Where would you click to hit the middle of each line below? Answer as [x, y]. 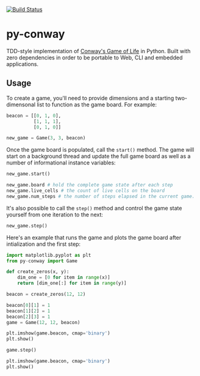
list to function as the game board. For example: [97, 105]
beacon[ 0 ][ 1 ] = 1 [28, 305]
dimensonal [21, 105]
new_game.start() [28, 174]
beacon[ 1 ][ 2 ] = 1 [28, 311]
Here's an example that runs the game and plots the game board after [94, 237]
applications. [22, 64]
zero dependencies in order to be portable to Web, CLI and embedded [95, 57]
